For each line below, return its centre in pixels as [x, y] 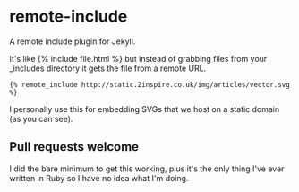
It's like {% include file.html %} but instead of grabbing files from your [138, 58]
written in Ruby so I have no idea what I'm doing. [99, 178]
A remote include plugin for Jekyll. [73, 41]
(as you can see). [41, 118]
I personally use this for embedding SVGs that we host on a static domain [145, 109]
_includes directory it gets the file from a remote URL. [108, 68]
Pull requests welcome [74, 147]
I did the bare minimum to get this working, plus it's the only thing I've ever [147, 169]
